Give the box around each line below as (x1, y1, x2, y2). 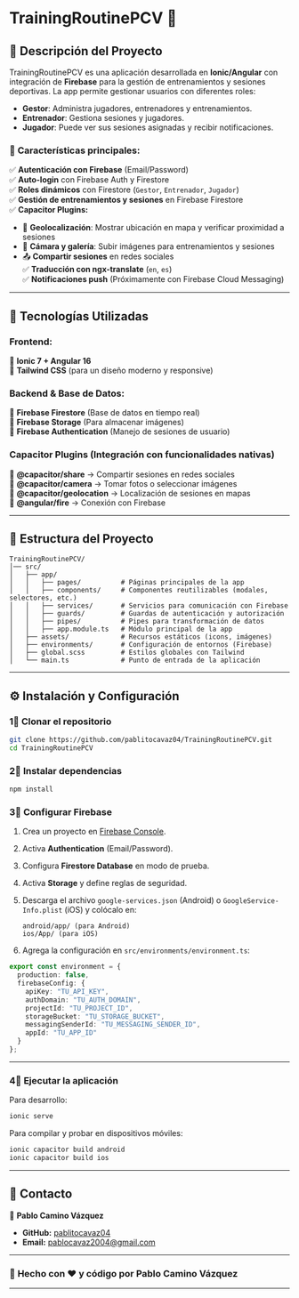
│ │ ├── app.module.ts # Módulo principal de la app (9, 625, 233, 634)
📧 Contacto (9, 1187, 73, 1202)
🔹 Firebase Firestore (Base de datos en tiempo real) (9, 407, 200, 418)
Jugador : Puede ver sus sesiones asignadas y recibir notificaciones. (21, 122, 274, 133)
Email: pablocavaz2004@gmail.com (21, 1237, 156, 1247)
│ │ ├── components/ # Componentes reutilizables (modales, (9, 586, 269, 595)
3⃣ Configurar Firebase (9, 805, 113, 818)
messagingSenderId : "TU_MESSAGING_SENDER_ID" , (25, 1020, 201, 1029)
